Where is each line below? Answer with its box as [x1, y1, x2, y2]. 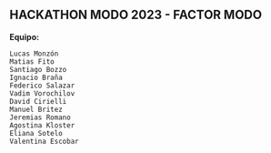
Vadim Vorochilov [9, 88, 75, 98]
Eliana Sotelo [9, 128, 64, 138]
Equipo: [9, 31, 39, 42]
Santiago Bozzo [9, 65, 67, 74]
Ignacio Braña [9, 73, 64, 82]
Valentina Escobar [9, 137, 79, 146]
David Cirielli [9, 97, 67, 106]
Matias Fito [9, 56, 55, 66]
